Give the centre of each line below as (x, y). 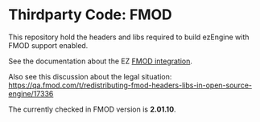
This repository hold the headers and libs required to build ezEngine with (129, 37)
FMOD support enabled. (48, 45)
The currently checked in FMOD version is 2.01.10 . (92, 109)
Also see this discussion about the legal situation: (90, 76)
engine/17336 (31, 93)
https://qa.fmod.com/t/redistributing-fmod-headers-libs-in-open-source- (130, 85)
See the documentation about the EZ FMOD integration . (101, 61)
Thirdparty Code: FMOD (91, 15)
